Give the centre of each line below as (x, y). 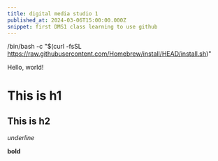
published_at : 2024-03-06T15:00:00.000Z (67, 20)
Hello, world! (26, 68)
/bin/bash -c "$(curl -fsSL (45, 47)
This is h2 (29, 121)
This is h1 (35, 95)
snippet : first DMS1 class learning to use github (82, 26)
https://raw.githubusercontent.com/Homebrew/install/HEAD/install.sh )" (109, 54)
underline (21, 138)
